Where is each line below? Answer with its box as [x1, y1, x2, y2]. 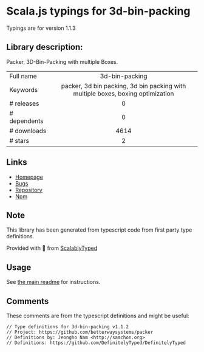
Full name [9, 72, 38, 80]
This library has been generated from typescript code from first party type [6, 226, 192, 233]
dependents [9, 117, 44, 125]
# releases [9, 99, 39, 108]
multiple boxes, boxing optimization [73, 89, 174, 98]
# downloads [9, 126, 47, 135]
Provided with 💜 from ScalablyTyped [6, 244, 98, 252]
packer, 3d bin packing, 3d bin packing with [61, 81, 186, 90]
